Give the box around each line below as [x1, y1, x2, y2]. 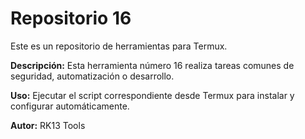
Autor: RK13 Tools [10, 119, 86, 131]
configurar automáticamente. [10, 100, 130, 112]
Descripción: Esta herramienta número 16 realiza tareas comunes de [10, 59, 295, 71]
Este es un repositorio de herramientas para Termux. [10, 40, 228, 52]
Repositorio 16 [10, 7, 132, 30]
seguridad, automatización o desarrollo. [10, 70, 175, 82]
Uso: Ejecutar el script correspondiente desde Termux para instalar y [10, 89, 295, 101]
